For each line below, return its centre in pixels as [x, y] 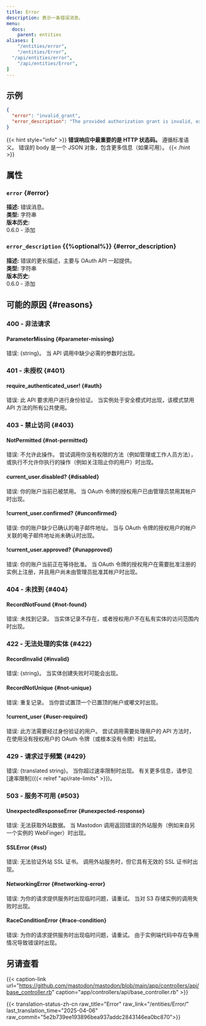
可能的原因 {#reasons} [50, 305]
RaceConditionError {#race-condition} [56, 920]
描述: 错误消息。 [27, 207]
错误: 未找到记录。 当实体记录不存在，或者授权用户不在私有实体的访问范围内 [103, 619]
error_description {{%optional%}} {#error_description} [91, 246]
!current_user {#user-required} [47, 717]
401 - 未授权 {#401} [36, 371]
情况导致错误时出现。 [33, 942]
